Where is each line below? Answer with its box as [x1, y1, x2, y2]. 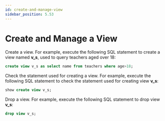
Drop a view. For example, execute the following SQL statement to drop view [5, 96, 160, 102]
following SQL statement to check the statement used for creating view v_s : [5, 78, 159, 84]
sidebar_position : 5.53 [5, 12, 54, 17]
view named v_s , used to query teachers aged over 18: [5, 55, 116, 60]
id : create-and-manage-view [5, 7, 63, 12]
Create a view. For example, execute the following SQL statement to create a [5, 49, 160, 55]
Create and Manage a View [5, 33, 118, 44]
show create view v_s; [5, 88, 52, 92]
